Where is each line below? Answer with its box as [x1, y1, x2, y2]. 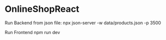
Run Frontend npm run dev [5, 29, 60, 35]
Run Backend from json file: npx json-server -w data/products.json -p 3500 [5, 20, 161, 26]
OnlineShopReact [5, 3, 79, 15]
